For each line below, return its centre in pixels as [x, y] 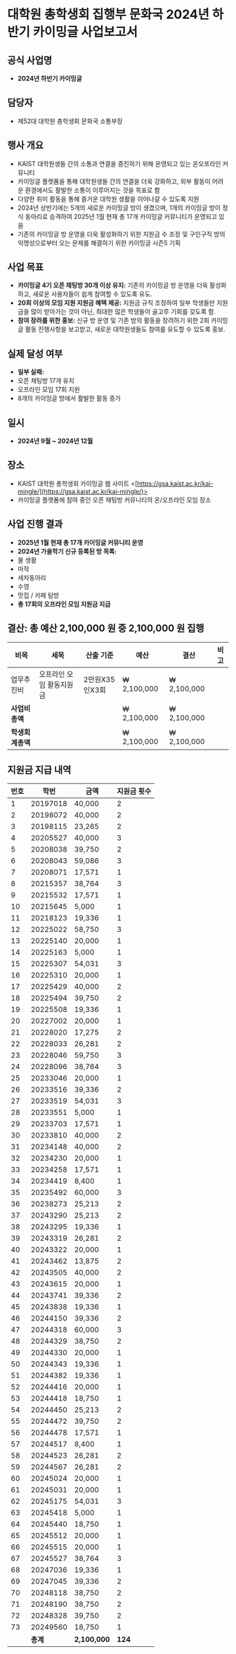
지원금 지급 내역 [39, 770]
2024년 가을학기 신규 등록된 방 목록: [67, 551]
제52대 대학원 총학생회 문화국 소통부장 [70, 121]
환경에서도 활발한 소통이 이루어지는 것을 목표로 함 [92, 190]
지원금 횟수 [134, 791]
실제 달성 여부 [35, 354]
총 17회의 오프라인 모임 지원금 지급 [64, 604]
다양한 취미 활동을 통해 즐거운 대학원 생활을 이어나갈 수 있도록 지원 [108, 198]
